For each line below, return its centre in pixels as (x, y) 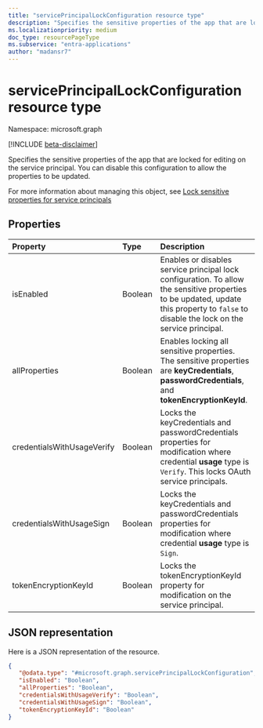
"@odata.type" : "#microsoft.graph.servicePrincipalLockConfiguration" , (138, 673)
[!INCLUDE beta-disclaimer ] (53, 144)
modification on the (196, 595)
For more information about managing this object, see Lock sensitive (119, 191)
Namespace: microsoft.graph (55, 129)
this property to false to (204, 308)
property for (182, 585)
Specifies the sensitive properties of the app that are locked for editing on (127, 159)
